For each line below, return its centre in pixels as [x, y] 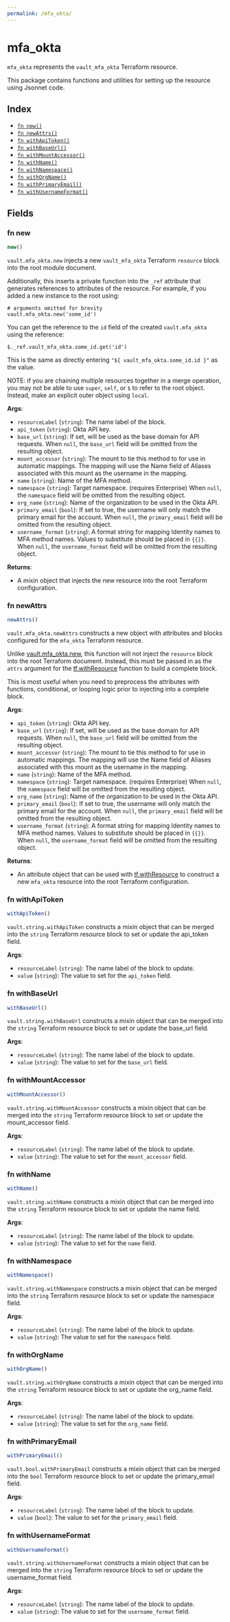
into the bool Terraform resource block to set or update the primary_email [111, 1477]
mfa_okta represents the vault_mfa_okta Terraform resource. [92, 67]
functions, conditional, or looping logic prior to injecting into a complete [108, 689]
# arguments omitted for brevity [55, 308]
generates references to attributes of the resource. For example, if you [107, 288]
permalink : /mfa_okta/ [39, 13]
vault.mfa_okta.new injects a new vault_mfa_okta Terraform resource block [113, 260]
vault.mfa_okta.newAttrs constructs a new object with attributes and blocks [115, 633]
